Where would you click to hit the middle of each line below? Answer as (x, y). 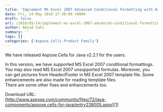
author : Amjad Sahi (25, 28)
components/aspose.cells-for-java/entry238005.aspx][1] (62, 104)
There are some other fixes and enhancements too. (56, 85)
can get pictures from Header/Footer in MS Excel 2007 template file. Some (80, 74)
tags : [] (14, 37)
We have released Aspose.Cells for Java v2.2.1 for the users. (65, 55)
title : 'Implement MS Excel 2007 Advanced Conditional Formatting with (79, 9)
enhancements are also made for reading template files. (61, 80)
